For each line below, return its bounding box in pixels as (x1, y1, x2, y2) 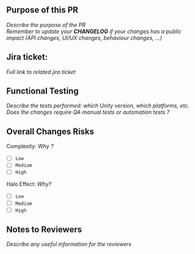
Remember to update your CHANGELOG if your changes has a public (6, 28, 182, 35)
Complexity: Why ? (6, 143, 54, 150)
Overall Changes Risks (6, 126, 95, 136)
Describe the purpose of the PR (6, 21, 86, 28)
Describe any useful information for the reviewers (6, 241, 131, 248)
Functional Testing (6, 86, 79, 97)
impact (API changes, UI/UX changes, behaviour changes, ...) (6, 34, 162, 42)
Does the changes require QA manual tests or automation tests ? (6, 108, 170, 116)
